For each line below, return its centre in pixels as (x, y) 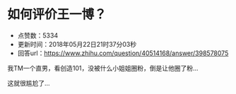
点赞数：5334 (38, 35)
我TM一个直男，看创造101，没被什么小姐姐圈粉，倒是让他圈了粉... (103, 68)
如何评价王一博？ (57, 14)
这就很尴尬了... (29, 83)
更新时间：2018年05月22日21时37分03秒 (77, 44)
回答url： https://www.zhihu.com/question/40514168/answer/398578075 (123, 53)
